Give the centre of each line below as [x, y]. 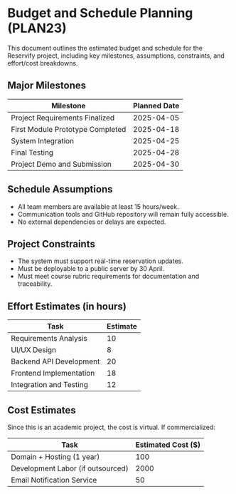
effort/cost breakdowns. [43, 63]
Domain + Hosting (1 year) [55, 457]
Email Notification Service [54, 480]
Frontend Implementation [53, 374]
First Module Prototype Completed [69, 129]
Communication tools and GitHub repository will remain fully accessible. [123, 214]
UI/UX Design [34, 350]
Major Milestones [47, 86]
